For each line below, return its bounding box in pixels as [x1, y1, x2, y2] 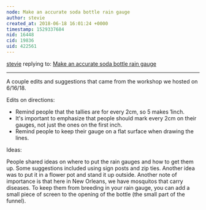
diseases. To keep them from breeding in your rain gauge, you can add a [6, 184, 190, 191]
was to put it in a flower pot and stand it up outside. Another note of [6, 171, 177, 178]
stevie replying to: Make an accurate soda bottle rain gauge [6, 60, 157, 68]
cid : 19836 [6, 37, 34, 44]
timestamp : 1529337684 [6, 26, 64, 33]
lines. [15, 134, 29, 141]
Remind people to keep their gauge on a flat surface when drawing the [15, 127, 194, 135]
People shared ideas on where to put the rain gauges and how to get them [6, 158, 194, 165]
